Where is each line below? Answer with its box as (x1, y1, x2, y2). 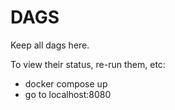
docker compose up (24, 77, 108, 90)
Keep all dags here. (10, 39, 90, 51)
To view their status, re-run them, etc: (10, 58, 166, 70)
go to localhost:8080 (24, 88, 112, 100)
